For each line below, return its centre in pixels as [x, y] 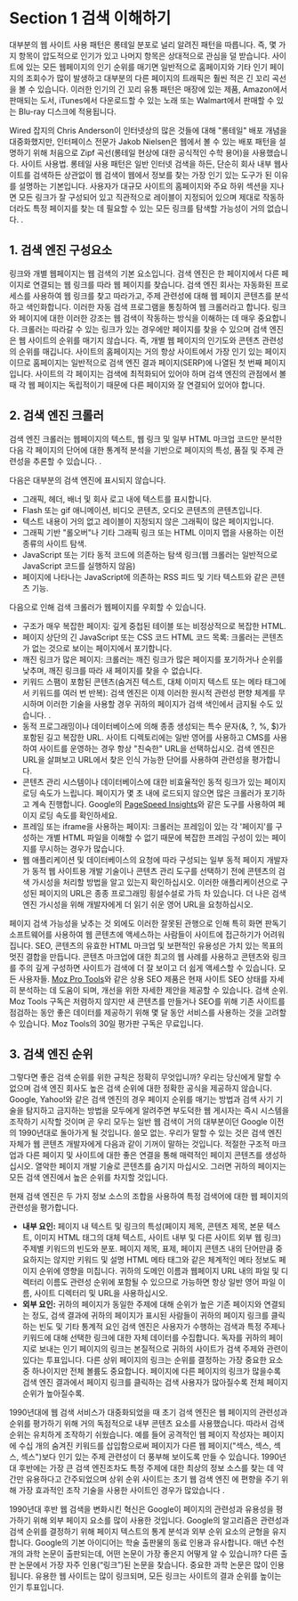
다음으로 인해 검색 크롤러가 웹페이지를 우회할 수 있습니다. [108, 607]
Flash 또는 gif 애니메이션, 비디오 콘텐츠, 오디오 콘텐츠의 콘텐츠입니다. [142, 510]
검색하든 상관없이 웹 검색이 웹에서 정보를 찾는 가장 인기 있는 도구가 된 [153, 175]
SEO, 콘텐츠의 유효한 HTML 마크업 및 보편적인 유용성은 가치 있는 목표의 [159, 945]
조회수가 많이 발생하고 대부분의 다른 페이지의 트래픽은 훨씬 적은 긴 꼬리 [148, 78]
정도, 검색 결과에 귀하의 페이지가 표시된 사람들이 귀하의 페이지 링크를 [150, 1316]
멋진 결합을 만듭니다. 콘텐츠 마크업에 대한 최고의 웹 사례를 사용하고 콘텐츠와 [140, 956]
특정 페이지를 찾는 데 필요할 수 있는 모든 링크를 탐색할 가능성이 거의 [149, 208]
